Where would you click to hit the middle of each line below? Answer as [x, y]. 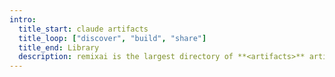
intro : [23, 19]
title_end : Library [59, 47]
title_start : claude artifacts [83, 29]
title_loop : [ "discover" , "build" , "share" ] [112, 38]
